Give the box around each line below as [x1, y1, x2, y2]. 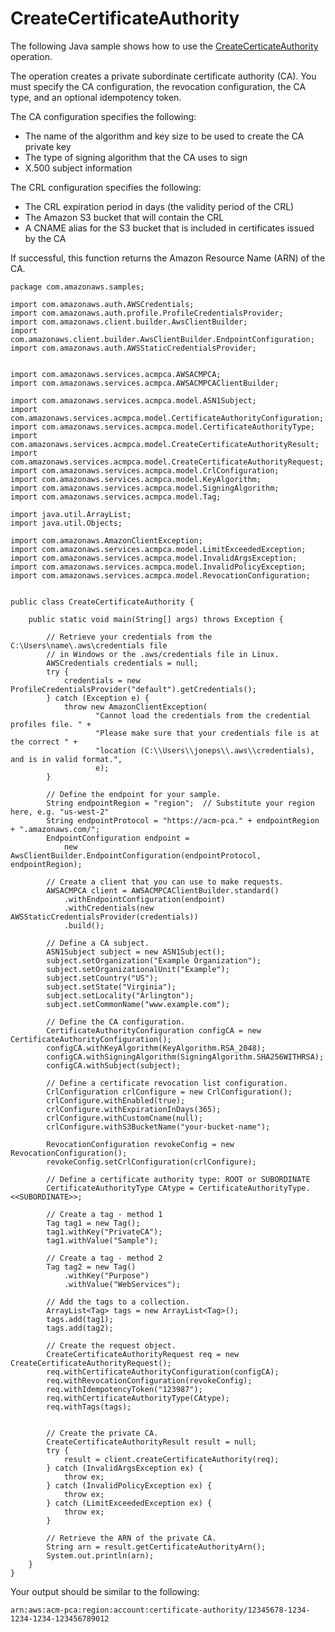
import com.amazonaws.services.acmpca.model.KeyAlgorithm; [10, 474, 262, 484]
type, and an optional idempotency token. [10, 91, 182, 103]
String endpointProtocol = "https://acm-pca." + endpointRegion [46, 815, 320, 826]
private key [24, 140, 72, 152]
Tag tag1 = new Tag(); [46, 1218, 141, 1228]
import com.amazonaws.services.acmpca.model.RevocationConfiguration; [10, 570, 311, 581]
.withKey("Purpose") [63, 1270, 150, 1281]
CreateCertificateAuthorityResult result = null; [46, 1437, 257, 1447]
